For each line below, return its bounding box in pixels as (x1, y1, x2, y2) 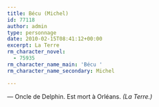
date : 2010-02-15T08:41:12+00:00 (7, 36, 103, 43)
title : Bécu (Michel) (7, 10, 69, 17)
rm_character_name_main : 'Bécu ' (7, 61, 103, 68)
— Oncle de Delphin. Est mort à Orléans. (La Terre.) (7, 92, 153, 100)
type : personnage (7, 29, 57, 36)
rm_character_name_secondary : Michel (7, 67, 115, 74)
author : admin (7, 23, 48, 29)
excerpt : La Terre (7, 42, 60, 49)
